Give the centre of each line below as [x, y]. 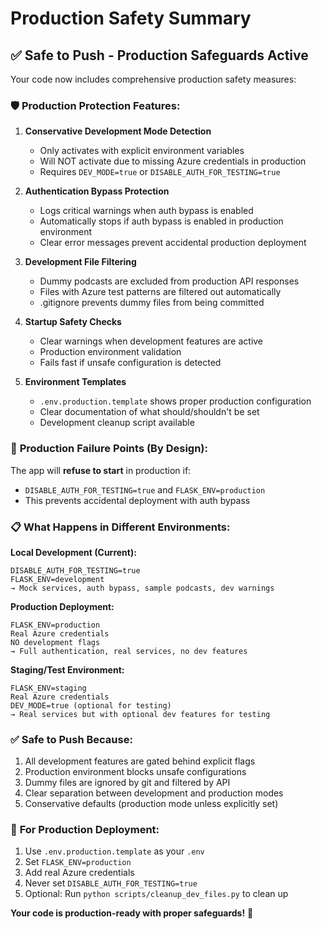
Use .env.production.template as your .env [114, 851]
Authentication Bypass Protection [97, 191]
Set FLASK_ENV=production [78, 862]
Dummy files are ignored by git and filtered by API [127, 783]
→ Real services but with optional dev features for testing [140, 714]
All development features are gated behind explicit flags [140, 761]
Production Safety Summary [131, 18]
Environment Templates [75, 382]
